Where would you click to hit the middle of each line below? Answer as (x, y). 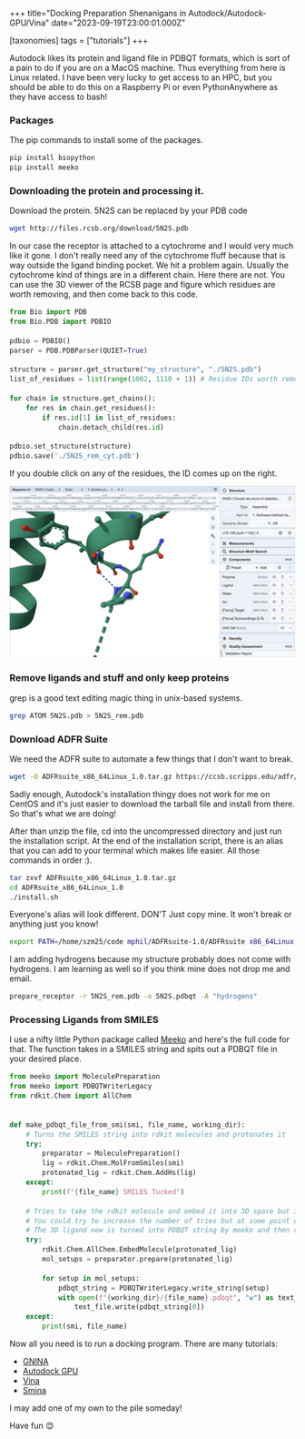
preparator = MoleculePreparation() (111, 1154)
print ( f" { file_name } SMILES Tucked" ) (113, 1191)
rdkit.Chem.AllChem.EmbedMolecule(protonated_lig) (140, 1250)
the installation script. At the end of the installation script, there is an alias (147, 840)
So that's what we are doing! (63, 813)
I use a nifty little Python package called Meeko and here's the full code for (150, 1039)
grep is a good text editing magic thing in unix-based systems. (126, 698)
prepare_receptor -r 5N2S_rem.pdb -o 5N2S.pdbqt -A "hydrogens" (133, 997)
